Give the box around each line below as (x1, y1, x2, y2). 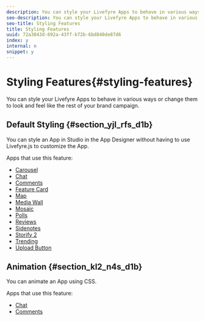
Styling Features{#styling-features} (6, 75, 193, 89)
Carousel (15, 166, 38, 173)
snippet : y (6, 49, 34, 55)
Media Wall (15, 198, 44, 205)
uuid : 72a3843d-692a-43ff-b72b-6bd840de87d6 (6, 32, 121, 38)
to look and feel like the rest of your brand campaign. (6, 101, 140, 109)
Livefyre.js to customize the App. (6, 142, 90, 150)
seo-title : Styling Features (6, 20, 81, 26)
